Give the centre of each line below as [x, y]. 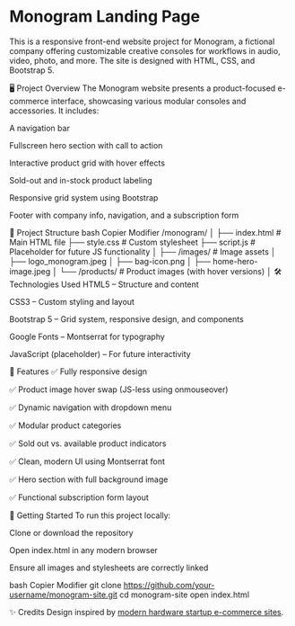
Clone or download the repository [71, 532]
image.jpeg [30, 271]
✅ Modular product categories [65, 425]
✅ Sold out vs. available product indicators [88, 443]
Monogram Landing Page [104, 17]
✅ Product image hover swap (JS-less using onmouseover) [119, 389]
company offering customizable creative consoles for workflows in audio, [145, 50]
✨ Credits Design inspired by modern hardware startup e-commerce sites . [147, 612]
